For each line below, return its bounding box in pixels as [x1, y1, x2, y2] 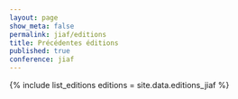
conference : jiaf [9, 55, 75, 64]
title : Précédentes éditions [9, 38, 119, 48]
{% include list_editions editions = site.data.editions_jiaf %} [9, 80, 230, 90]
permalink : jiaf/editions [9, 30, 106, 39]
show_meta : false [9, 22, 75, 31]
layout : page [9, 13, 59, 22]
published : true [9, 47, 70, 56]
